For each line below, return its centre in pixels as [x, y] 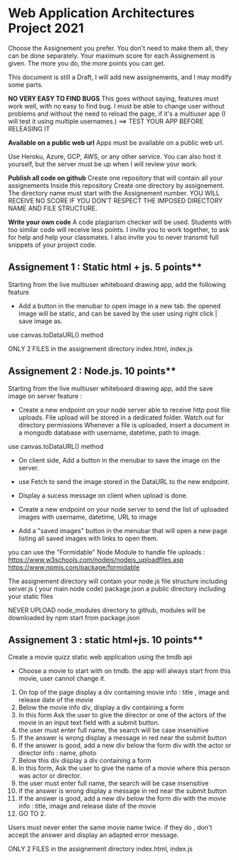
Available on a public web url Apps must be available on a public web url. [116, 142]
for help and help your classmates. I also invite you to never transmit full [113, 237]
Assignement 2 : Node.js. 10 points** [92, 371]
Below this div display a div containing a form [85, 761]
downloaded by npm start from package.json [74, 617]
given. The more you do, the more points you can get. [87, 63]
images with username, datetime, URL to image [87, 517]
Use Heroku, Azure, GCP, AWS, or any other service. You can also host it [115, 156]
